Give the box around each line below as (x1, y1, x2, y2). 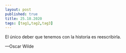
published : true (5, 12, 38, 17)
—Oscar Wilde (5, 43, 34, 49)
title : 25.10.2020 (5, 16, 42, 21)
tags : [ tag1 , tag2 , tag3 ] (5, 20, 53, 26)
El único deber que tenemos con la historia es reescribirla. (5, 34, 121, 40)
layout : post (5, 7, 31, 12)
